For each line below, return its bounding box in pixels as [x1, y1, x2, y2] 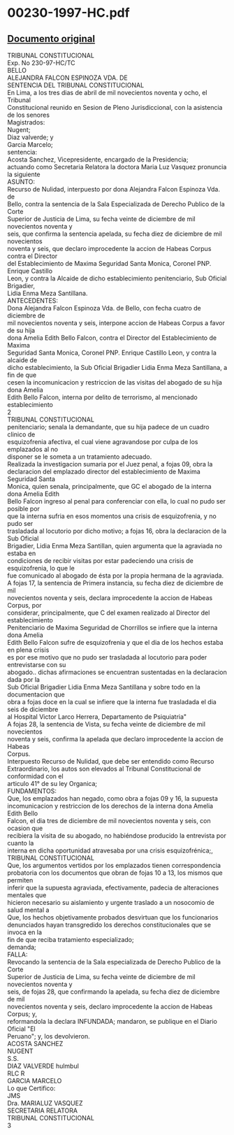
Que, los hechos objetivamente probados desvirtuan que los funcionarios [7, 913, 219, 921]
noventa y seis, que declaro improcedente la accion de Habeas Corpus [7, 245, 212, 252]
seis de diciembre [7, 705, 59, 713]
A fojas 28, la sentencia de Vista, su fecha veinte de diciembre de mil [7, 720, 206, 728]
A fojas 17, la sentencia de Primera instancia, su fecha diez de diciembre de [7, 579, 224, 587]
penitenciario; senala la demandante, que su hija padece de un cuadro [7, 423, 210, 431]
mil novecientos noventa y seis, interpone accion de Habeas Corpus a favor [7, 319, 226, 327]
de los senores [7, 110, 50, 119]
